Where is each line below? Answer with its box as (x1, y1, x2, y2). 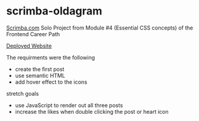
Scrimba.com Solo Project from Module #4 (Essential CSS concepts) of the (6, 24, 194, 31)
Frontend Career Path (6, 30, 60, 37)
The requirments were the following (6, 54, 96, 61)
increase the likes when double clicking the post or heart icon (15, 108, 169, 115)
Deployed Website (6, 42, 52, 49)
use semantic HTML (15, 72, 65, 79)
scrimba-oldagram (6, 4, 103, 18)
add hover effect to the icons (15, 78, 88, 85)
